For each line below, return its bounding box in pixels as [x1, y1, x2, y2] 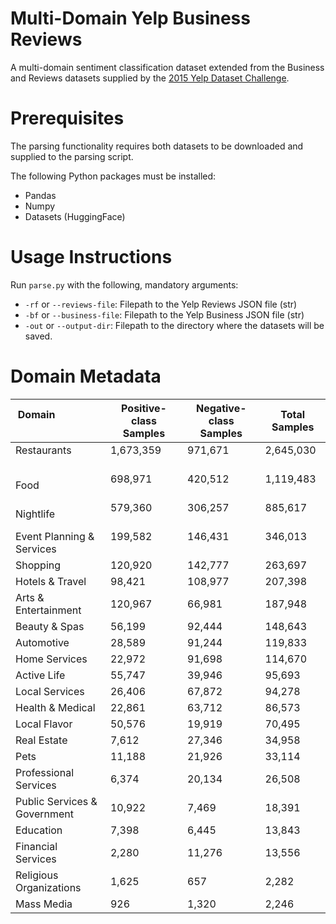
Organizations [15, 880, 82, 894]
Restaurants [15, 443, 72, 457]
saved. [24, 330, 53, 342]
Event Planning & [15, 529, 95, 543]
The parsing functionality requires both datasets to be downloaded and [10, 140, 304, 152]
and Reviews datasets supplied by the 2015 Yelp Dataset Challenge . [10, 72, 290, 84]
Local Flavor [15, 717, 73, 731]
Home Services [15, 652, 88, 666]
